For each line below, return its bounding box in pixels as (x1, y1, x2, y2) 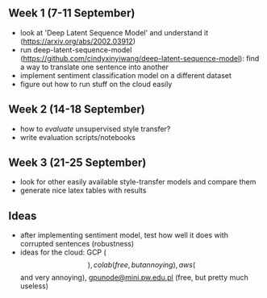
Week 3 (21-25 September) (8, 156, 147, 170)
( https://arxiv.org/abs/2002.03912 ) (19, 36, 136, 46)
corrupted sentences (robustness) (19, 239, 135, 249)
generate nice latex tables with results (19, 185, 147, 196)
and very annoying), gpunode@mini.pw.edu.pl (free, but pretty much (19, 273, 248, 283)
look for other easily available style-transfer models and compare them (19, 177, 257, 187)
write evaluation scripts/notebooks (19, 132, 136, 142)
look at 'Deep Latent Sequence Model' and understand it (19, 27, 208, 37)
